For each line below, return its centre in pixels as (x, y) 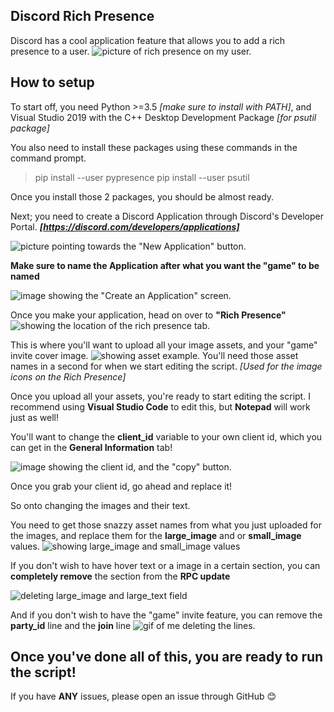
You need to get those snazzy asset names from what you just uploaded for (166, 525)
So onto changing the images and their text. (100, 505)
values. (25, 546)
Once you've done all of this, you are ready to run (167, 657)
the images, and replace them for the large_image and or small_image (156, 535)
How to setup (52, 82)
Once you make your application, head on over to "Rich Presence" (148, 315)
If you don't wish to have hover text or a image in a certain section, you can (165, 565)
